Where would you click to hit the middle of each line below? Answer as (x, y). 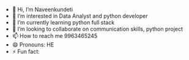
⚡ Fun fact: (26, 51)
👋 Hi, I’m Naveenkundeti (43, 9)
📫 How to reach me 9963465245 (55, 36)
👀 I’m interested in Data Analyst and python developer (80, 16)
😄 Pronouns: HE (33, 45)
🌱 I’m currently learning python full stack (63, 22)
